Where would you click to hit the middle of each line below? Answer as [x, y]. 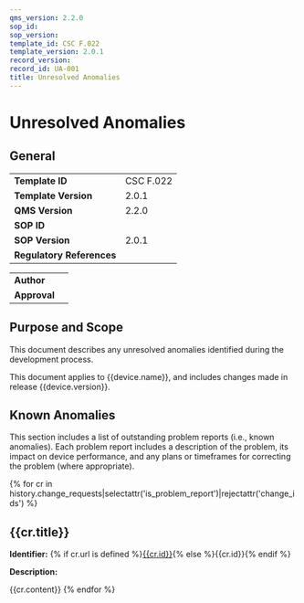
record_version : [40, 60]
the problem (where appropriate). [72, 466]
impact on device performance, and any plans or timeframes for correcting [150, 457]
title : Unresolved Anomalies [65, 78]
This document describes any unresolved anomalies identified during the [147, 349]
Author [30, 280]
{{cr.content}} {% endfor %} [63, 589]
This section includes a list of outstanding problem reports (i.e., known [142, 437]
